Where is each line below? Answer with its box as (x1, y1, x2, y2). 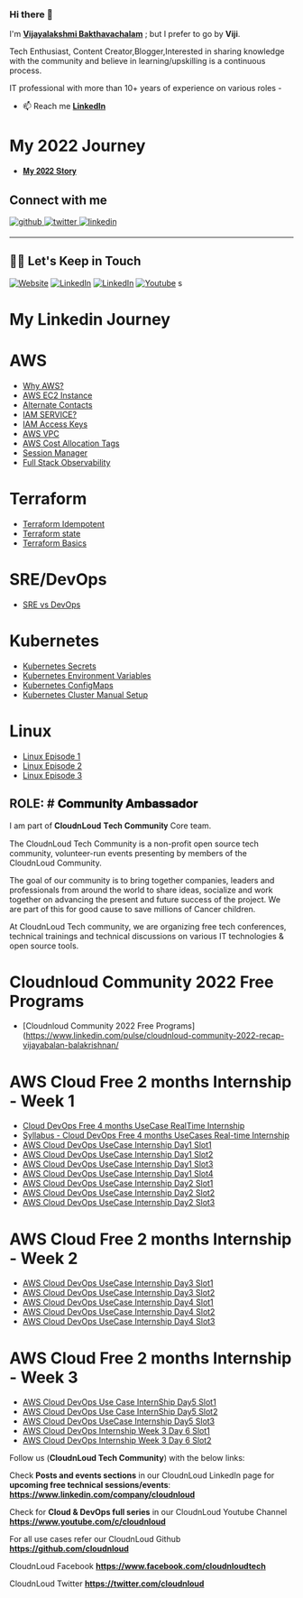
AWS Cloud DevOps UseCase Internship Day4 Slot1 (22, 1297, 214, 1307)
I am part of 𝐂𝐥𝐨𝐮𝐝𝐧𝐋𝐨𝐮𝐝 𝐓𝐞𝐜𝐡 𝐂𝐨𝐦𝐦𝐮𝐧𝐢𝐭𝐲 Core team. (9, 820, 212, 831)
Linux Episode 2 (22, 760, 83, 771)
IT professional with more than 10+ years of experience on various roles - (9, 83, 282, 94)
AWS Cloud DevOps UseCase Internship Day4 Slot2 (22, 1307, 216, 1317)
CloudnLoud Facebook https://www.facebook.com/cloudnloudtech (9, 1561, 266, 1572)
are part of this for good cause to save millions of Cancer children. (9, 903, 256, 914)
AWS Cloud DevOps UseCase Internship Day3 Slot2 (22, 1288, 216, 1298)
